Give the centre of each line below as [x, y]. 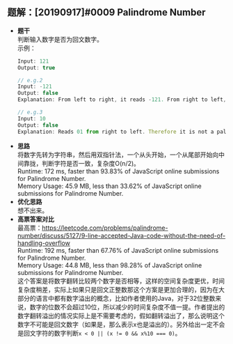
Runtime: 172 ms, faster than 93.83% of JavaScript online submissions [118, 171]
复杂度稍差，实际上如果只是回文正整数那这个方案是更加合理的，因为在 [118, 289]
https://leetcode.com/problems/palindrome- [105, 228]
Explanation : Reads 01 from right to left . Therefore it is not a [115, 132]
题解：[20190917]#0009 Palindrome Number [107, 13]
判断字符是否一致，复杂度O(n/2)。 [91, 163]
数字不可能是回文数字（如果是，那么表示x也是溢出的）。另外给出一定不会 [121, 324]
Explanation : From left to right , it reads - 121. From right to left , [122, 100]
